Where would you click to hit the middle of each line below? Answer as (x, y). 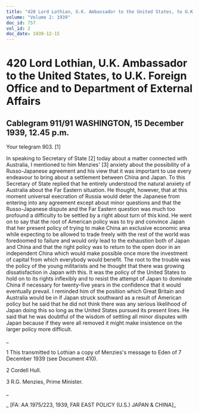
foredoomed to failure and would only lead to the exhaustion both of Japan (98, 241)
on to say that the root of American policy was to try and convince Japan (96, 222)
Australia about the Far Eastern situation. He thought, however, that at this (97, 190)
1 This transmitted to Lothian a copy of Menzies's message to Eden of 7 (94, 353)
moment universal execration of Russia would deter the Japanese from (93, 197)
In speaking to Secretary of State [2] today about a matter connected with (97, 158)
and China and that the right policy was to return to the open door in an (93, 247)
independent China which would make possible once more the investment (97, 253)
